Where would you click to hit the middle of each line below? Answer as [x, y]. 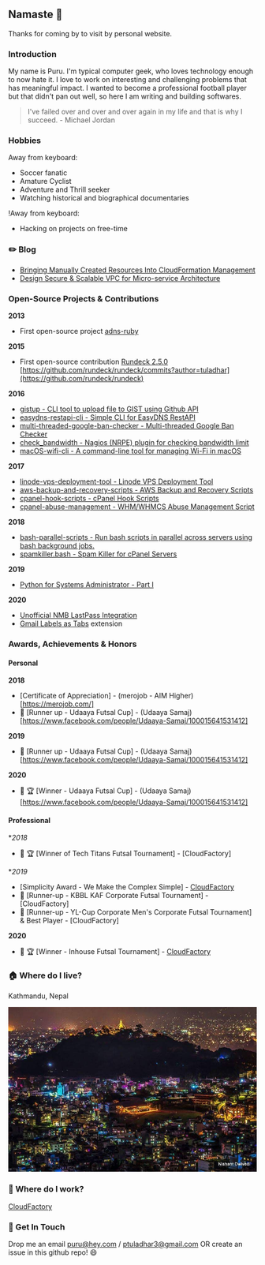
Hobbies [25, 140]
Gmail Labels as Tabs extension [71, 623]
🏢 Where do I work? [46, 1189]
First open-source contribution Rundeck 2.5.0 [93, 361]
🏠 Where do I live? [45, 975]
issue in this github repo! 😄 [53, 1252]
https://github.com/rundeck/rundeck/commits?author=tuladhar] [126, 370]
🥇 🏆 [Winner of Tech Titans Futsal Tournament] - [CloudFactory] [125, 854]
